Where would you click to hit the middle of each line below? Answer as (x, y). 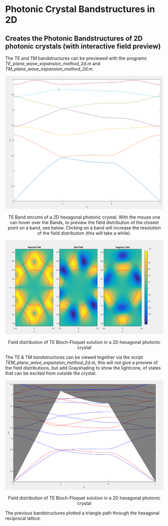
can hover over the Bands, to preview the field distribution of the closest (84, 222)
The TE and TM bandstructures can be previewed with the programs (76, 58)
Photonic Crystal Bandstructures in (80, 9)
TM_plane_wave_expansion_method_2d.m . (50, 69)
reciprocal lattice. (23, 518)
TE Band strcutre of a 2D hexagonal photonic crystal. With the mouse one (84, 217)
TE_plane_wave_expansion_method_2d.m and (53, 63)
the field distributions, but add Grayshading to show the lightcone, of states (83, 368)
